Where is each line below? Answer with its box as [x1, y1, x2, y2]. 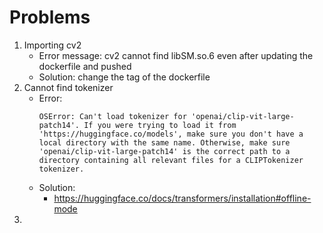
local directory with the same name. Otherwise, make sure [38, 137, 291, 148]
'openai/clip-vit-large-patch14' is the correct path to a [38, 146, 291, 156]
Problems [9, 6, 91, 29]
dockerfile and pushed [38, 60, 132, 72]
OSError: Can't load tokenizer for [38, 111, 187, 121]
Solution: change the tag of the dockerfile [38, 71, 211, 83]
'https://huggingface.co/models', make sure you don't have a [38, 129, 304, 139]
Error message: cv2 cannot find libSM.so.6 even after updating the [38, 49, 314, 61]
